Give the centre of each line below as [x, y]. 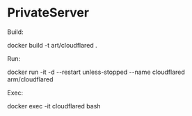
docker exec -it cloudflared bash [54, 106]
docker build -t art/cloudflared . [52, 45]
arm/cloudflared [30, 79]
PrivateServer [48, 13]
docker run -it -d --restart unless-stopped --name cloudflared [96, 72]
